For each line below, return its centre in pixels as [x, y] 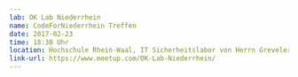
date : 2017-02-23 [41, 34]
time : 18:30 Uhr [39, 42]
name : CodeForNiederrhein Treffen [73, 26]
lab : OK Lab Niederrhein [55, 17]
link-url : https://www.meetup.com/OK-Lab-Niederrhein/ [113, 58]
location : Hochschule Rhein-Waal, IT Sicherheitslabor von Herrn [132, 50]
